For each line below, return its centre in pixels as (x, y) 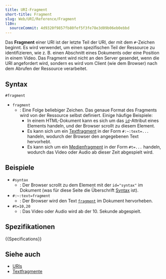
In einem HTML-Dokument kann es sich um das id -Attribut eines (93, 120)
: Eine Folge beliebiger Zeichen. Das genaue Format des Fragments (88, 110)
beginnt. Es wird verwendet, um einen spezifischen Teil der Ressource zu (80, 48)
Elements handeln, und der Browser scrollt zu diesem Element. (91, 126)
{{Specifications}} (24, 239)
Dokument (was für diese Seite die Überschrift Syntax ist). (79, 190)
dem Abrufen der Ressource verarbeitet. (46, 69)
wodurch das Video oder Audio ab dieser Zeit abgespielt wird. (90, 152)
